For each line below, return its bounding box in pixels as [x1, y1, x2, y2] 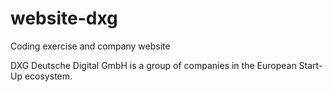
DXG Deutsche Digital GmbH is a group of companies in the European [10, 59, 297, 71]
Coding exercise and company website [10, 40, 171, 52]
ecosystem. [24, 70, 73, 82]
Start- [298, 59, 323, 71]
